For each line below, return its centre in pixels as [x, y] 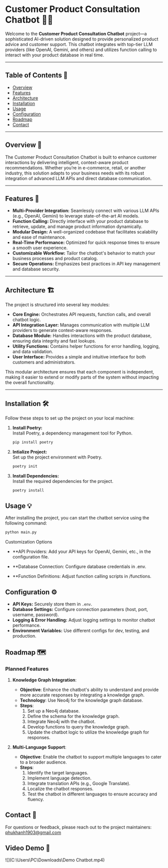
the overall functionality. [30, 382]
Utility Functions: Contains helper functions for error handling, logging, [86, 346]
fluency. [35, 799]
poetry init [25, 466]
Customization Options [29, 542]
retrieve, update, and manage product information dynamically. [77, 226]
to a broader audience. [43, 762]
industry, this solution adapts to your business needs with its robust [75, 173]
